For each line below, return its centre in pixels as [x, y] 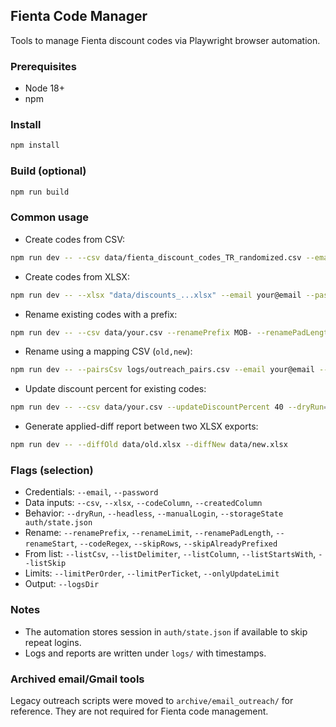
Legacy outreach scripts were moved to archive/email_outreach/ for [152, 700]
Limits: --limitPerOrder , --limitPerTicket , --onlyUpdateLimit [152, 573]
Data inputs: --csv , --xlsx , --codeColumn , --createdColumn [143, 503]
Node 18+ [45, 88]
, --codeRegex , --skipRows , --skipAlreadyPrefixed [176, 543]
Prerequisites [43, 66]
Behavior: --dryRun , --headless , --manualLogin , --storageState [154, 513]
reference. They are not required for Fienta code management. [139, 711]
